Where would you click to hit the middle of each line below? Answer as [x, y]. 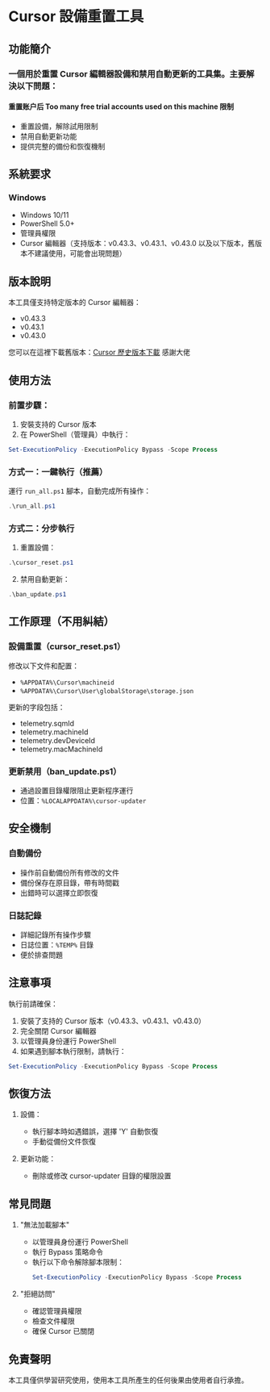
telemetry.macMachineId [61, 749]
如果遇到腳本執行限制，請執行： [73, 1051]
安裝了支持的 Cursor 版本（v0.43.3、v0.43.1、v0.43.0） [113, 1021]
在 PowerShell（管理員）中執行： [75, 434]
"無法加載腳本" [45, 1225]
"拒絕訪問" [37, 1294]
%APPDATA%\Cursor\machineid [67, 683]
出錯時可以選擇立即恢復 [59, 892]
